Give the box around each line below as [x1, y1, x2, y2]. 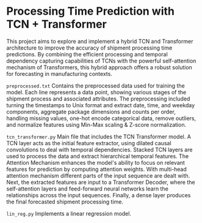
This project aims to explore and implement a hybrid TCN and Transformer [6, 37, 193, 45]
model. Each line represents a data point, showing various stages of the [6, 88, 187, 96]
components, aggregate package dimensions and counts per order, [6, 108, 176, 115]
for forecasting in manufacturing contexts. [6, 70, 113, 77]
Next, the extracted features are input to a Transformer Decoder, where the [6, 178, 195, 186]
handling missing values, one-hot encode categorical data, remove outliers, [6, 115, 197, 122]
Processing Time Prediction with [6, 4, 175, 18]
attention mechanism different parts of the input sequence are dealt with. [6, 172, 190, 179]
